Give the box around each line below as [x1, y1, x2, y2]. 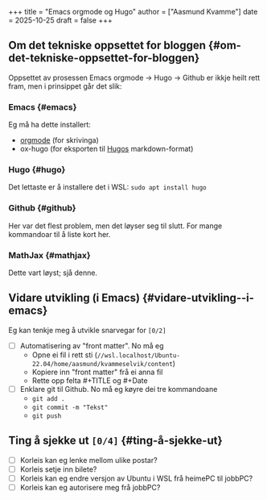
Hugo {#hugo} [8, 165, 66, 176]
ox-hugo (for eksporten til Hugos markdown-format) [19, 144, 194, 154]
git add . [31, 394, 66, 402]
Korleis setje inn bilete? [19, 464, 97, 474]
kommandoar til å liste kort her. [8, 229, 111, 239]
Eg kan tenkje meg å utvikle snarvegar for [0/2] [8, 325, 166, 335]
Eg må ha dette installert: [8, 120, 91, 130]
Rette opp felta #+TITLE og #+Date [31, 375, 148, 385]
